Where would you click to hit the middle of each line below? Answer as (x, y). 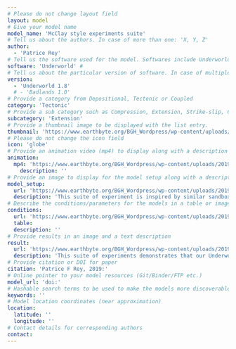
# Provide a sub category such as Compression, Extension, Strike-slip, (116, 112)
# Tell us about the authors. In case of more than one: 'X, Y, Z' (108, 40)
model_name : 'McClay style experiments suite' (77, 33)
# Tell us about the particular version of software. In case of (105, 72)
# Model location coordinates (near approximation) (84, 302)
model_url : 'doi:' (34, 282)
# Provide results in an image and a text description (89, 236)
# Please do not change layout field (63, 14)
